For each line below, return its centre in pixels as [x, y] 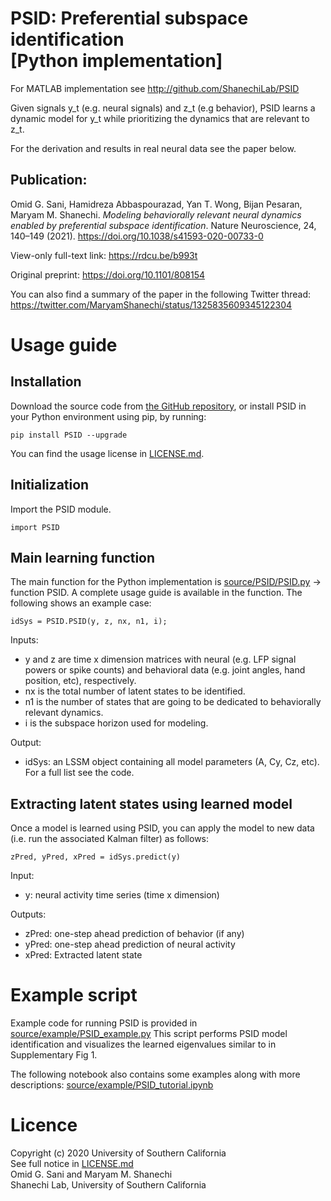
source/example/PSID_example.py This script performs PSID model [149, 1034]
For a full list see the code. [79, 773]
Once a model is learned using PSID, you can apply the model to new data [162, 828]
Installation [46, 382]
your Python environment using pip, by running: [108, 416]
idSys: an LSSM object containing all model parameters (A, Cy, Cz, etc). [172, 762]
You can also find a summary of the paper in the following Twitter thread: [161, 294]
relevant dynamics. [64, 713]
